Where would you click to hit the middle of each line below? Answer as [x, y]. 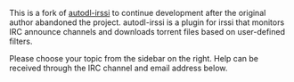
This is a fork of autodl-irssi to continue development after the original [138, 13]
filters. [21, 41]
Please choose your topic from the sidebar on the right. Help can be [134, 58]
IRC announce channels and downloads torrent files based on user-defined [147, 32]
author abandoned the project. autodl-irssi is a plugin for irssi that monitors [147, 22]
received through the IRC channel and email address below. [118, 68]
